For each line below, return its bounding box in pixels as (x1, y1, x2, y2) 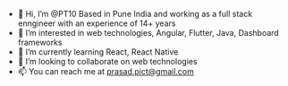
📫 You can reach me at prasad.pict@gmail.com (17, 66, 195, 76)
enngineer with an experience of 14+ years (17, 18, 176, 29)
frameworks (17, 37, 63, 47)
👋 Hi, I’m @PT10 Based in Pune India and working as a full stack (17, 9, 253, 19)
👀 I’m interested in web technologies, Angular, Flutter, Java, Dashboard (17, 28, 279, 38)
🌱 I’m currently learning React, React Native (17, 47, 179, 57)
